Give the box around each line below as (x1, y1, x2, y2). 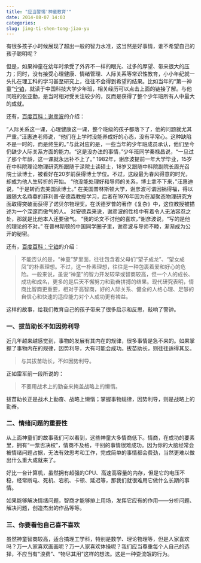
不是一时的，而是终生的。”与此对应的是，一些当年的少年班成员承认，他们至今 (6, 141, 195, 148)
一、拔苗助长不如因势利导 (6, 322, 80, 331)
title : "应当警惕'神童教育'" (6, 8, 72, 15)
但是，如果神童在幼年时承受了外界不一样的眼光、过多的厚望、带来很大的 (6, 63, 184, 70)
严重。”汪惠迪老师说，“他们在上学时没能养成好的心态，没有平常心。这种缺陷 (6, 133, 192, 141)
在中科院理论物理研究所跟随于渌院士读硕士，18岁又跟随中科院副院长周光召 (6, 163, 190, 171)
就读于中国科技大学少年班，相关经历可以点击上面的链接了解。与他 (29, 85, 193, 93)
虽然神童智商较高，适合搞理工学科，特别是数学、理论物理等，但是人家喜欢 (6, 535, 190, 543)
